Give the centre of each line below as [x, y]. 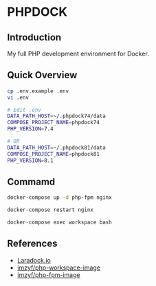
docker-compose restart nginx [51, 210]
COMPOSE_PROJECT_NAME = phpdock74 [53, 123]
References [32, 244]
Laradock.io [34, 260]
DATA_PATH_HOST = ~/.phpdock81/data [57, 147]
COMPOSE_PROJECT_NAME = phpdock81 [53, 154]
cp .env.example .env [38, 91]
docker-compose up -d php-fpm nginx [59, 198]
